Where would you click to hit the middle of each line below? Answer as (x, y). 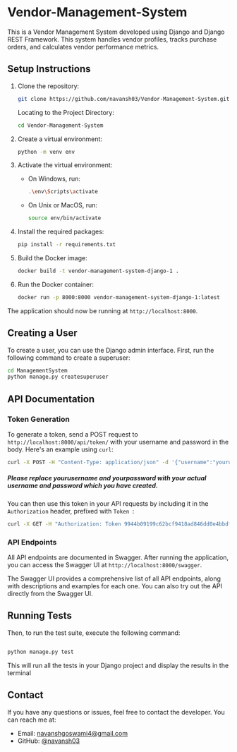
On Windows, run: (54, 179)
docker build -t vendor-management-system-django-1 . (98, 271)
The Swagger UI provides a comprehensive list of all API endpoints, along (114, 578)
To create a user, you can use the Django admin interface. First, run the (111, 350)
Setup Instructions (49, 69)
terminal (19, 673)
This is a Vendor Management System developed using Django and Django (116, 32)
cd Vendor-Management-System (60, 125)
